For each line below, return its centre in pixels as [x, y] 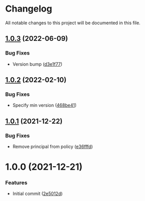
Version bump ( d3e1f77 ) [38, 64]
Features [16, 183]
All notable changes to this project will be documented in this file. [73, 23]
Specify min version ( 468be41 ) [44, 105]
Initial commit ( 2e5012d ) [38, 194]
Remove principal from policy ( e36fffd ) [53, 146]
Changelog [29, 9]
